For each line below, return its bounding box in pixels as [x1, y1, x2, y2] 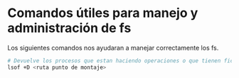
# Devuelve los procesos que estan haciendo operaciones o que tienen [7, 57, 221, 65]
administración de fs [7, 20, 132, 36]
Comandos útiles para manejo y [7, 5, 198, 21]
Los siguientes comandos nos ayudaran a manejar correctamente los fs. [7, 43, 219, 52]
